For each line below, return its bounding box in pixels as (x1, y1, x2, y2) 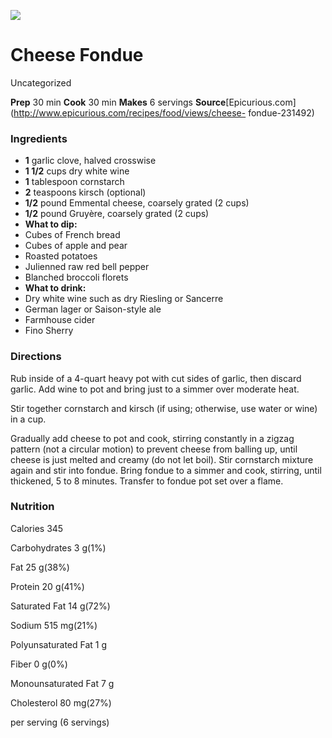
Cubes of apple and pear (24, 240, 128, 252)
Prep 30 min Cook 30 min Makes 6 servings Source (10, 96, 227, 108)
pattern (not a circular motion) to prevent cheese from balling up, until (10, 443, 298, 455)
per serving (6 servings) (10, 716, 110, 728)
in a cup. (10, 413, 47, 425)
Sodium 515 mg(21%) (10, 619, 98, 631)
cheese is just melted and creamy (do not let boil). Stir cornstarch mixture (10, 453, 314, 465)
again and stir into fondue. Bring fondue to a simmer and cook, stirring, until (10, 464, 322, 476)
